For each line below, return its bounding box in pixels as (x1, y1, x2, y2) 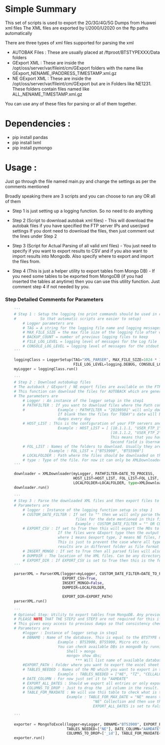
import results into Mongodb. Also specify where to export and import (12, 253, 154, 259)
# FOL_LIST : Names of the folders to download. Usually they (23, 444, 153, 449)
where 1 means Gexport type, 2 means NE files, (57, 535, 157, 540)
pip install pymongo (12, 144, 53, 151)
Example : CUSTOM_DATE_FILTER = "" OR (75, 521, 155, 526)
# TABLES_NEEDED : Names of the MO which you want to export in (23, 667, 157, 672)
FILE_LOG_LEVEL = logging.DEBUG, (73, 362, 137, 367)
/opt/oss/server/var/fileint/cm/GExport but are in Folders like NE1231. (12, 80, 152, 87)
